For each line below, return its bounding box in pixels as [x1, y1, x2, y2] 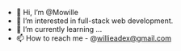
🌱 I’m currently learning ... [15, 25, 103, 33]
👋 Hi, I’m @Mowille [15, 8, 79, 17]
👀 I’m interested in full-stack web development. [15, 16, 174, 25]
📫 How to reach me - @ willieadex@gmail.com [15, 33, 172, 43]
